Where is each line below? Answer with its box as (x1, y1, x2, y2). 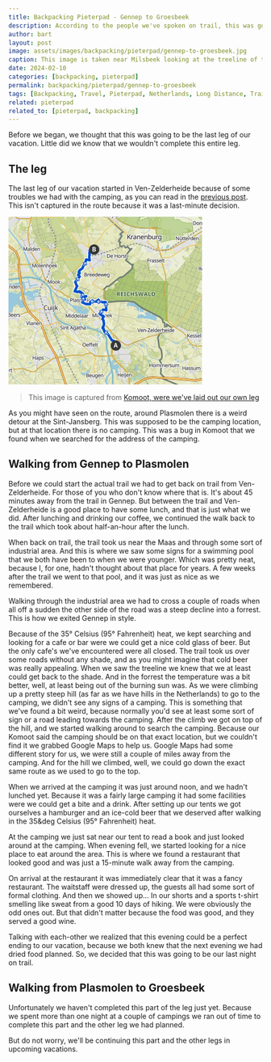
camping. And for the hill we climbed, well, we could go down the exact (8, 757, 246, 767)
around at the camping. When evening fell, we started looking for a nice (8, 841, 246, 850)
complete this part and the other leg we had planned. (8, 1019, 185, 1030)
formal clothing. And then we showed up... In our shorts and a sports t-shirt (8, 890, 259, 900)
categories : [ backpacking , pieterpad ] (8, 73, 139, 81)
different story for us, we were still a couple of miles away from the (8, 748, 231, 759)
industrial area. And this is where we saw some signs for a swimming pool (8, 546, 254, 555)
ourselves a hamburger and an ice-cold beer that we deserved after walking (8, 807, 261, 817)
